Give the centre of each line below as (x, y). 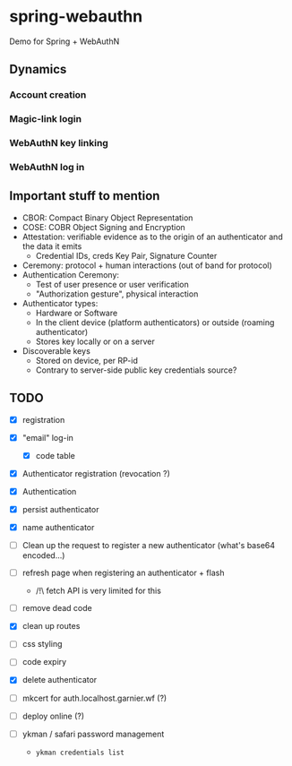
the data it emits (52, 246)
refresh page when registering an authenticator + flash (123, 573)
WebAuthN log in (47, 168)
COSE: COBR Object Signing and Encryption (103, 227)
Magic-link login (46, 119)
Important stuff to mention (85, 196)
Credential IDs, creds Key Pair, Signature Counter (126, 255)
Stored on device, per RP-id (87, 360)
